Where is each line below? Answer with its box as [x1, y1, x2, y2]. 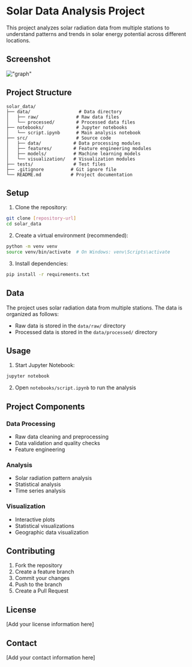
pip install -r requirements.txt [6, 271, 90, 277]
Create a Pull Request [14, 587, 69, 594]
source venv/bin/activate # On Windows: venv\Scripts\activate [6, 249, 170, 255]
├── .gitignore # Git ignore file [6, 166, 117, 172]
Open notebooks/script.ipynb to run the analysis [14, 384, 136, 391]
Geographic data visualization [14, 528, 89, 536]
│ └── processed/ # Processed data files [6, 119, 136, 125]
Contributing [6, 546, 55, 556]
